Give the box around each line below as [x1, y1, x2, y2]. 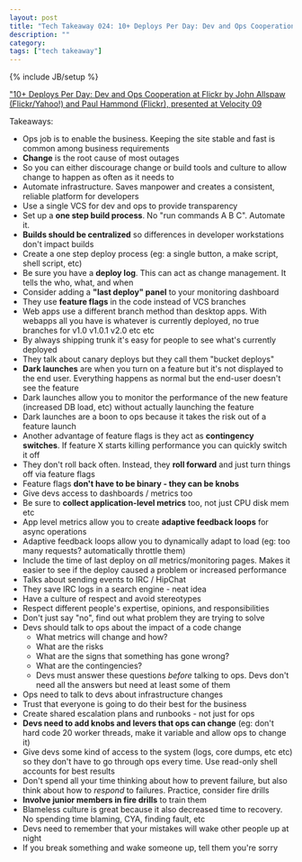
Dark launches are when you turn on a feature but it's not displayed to [22, 363, 284, 374]
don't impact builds [22, 239, 94, 250]
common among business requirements [22, 143, 170, 154]
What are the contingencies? [35, 660, 143, 672]
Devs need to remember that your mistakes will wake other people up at [22, 823, 289, 834]
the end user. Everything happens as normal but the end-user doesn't [22, 373, 281, 384]
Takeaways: [9, 116, 54, 127]
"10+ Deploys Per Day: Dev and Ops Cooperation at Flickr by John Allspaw [9, 89, 286, 100]
